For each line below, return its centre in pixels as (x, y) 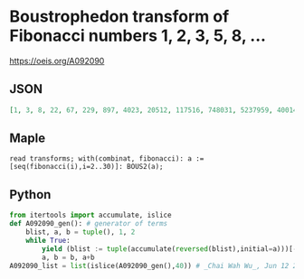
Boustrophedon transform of (119, 17)
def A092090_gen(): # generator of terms (89, 224)
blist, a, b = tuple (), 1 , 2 (81, 232)
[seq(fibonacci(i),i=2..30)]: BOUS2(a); (87, 167)
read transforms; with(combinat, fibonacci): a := (107, 159)
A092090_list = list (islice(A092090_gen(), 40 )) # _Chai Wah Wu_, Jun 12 (149, 265)
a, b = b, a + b (68, 257)
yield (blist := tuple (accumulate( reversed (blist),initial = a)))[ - (170, 249)
